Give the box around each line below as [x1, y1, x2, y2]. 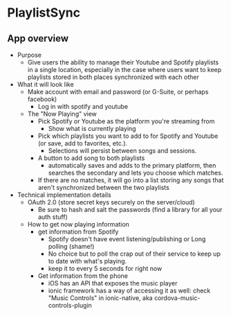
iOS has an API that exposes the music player [48, 279, 178, 287]
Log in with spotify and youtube [37, 103, 129, 110]
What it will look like [17, 80, 74, 88]
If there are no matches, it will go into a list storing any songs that [37, 176, 224, 184]
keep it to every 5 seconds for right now [48, 265, 163, 272]
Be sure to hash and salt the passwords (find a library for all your [37, 206, 223, 213]
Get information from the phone [37, 272, 128, 280]
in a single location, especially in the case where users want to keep [27, 66, 222, 73]
